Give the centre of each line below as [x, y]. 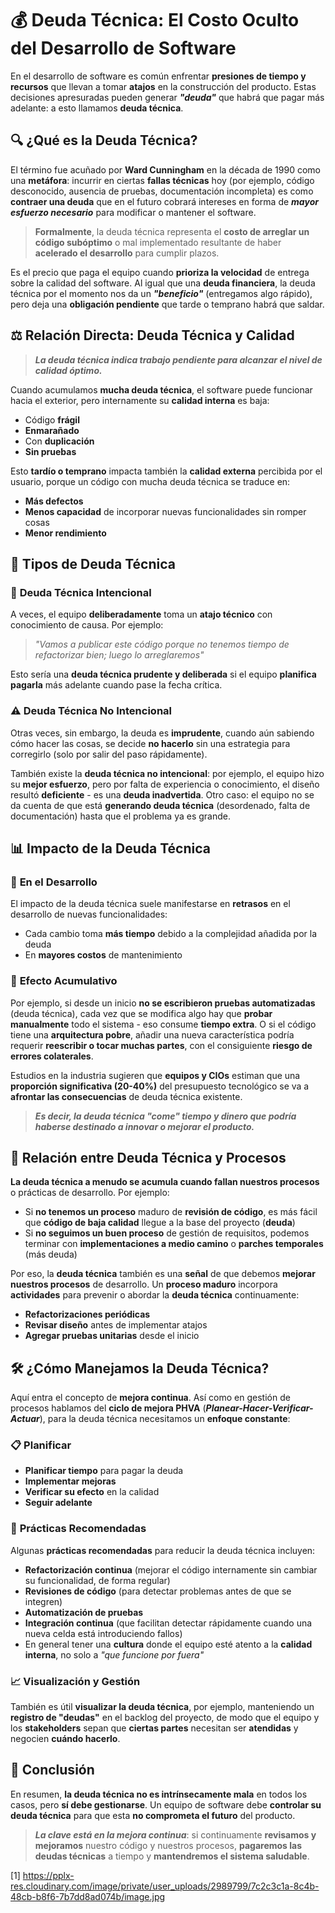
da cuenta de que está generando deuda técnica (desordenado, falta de [160, 805]
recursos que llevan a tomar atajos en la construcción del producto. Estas [163, 86]
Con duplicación [59, 441]
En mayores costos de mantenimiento [103, 955]
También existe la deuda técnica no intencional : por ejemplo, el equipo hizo [167, 773]
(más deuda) [51, 1254]
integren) [43, 1601]
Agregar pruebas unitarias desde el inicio [112, 1336]
